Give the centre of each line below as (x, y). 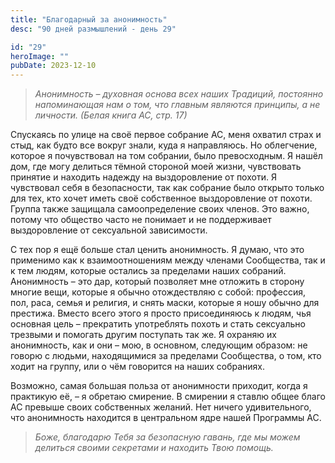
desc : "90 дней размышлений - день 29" (93, 29)
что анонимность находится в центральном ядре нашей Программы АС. (166, 418)
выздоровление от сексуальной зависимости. (109, 230)
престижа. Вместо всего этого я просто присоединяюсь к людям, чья (161, 313)
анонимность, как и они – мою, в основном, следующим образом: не (159, 345)
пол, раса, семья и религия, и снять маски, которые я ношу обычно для (165, 303)
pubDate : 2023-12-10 (53, 66)
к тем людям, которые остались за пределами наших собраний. (148, 271)
